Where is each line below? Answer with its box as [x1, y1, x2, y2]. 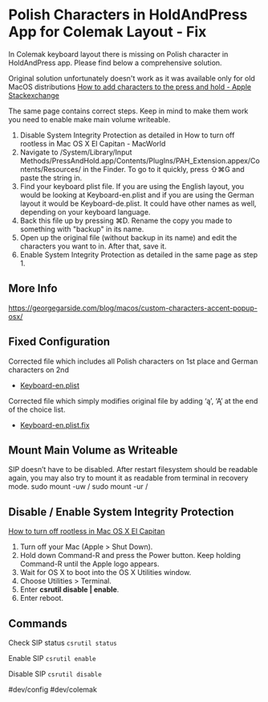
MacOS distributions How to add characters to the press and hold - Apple [8, 82, 251, 92]
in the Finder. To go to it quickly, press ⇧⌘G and [83, 164, 245, 174]
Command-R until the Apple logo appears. [19, 559, 160, 569]
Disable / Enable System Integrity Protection [8, 505, 234, 519]
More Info [8, 281, 58, 295]
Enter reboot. [19, 593, 64, 603]
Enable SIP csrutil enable [8, 654, 96, 663]
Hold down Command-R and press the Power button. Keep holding [19, 551, 241, 560]
